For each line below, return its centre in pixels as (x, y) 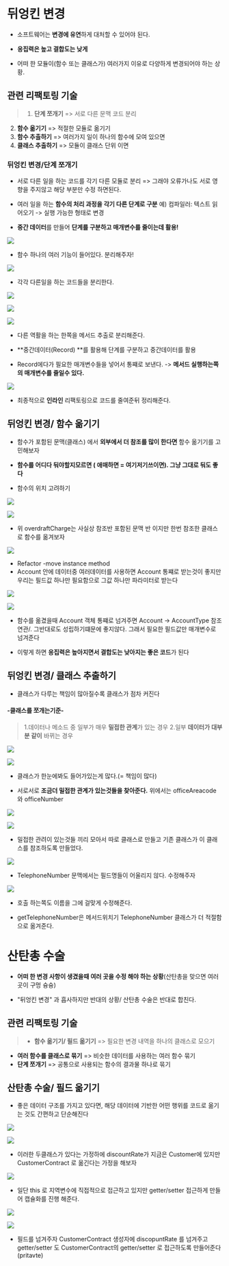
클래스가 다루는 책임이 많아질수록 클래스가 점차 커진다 (88, 694)
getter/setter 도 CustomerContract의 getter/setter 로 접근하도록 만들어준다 (119, 1247)
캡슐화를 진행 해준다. (52, 1199)
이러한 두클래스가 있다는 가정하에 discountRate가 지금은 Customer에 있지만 (119, 1154)
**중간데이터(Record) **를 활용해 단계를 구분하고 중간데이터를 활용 (106, 350)
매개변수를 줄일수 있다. (54, 373)
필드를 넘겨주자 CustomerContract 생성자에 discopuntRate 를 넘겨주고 (112, 1239)
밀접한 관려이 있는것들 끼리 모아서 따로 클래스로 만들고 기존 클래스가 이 (111, 839)
